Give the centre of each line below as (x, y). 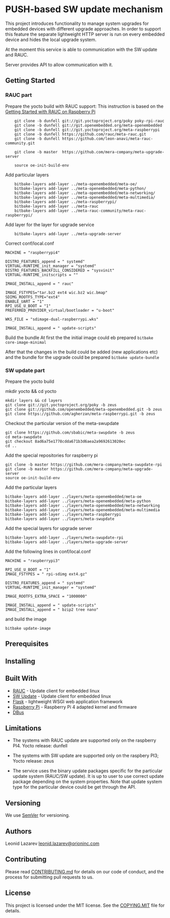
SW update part (25, 370)
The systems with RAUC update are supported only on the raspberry (84, 740)
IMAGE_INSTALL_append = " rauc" (39, 284)
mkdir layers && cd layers (34, 400)
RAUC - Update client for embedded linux (56, 691)
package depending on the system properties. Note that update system (87, 782)
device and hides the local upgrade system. (51, 40)
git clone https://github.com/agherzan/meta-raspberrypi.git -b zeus (80, 414)
